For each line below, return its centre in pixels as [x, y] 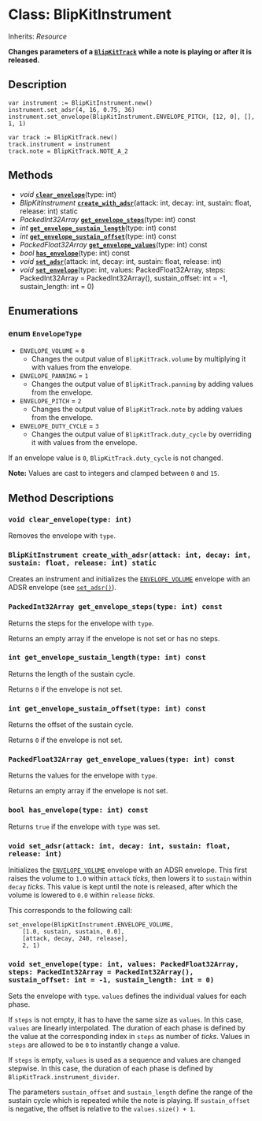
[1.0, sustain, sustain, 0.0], [74, 932]
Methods [31, 175]
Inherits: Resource [38, 36]
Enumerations [43, 311]
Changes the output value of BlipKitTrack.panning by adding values [142, 384]
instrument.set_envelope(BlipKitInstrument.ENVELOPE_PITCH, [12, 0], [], [132, 117]
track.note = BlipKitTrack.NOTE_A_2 [68, 151]
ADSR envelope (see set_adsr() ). [62, 588]
